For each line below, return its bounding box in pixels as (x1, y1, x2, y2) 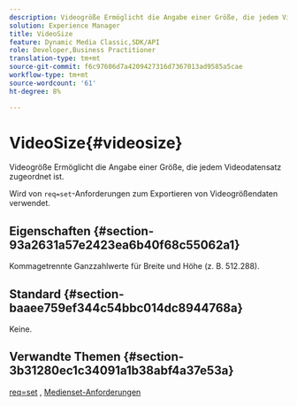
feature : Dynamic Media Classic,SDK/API (9, 37, 161, 47)
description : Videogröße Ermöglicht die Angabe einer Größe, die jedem (9, 12, 278, 22)
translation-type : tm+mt (9, 54, 101, 63)
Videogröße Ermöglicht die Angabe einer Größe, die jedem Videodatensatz (9, 162, 282, 172)
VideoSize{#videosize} (9, 133, 183, 153)
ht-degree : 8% (9, 87, 62, 96)
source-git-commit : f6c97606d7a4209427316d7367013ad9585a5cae (9, 63, 243, 72)
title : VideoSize (9, 29, 73, 38)
